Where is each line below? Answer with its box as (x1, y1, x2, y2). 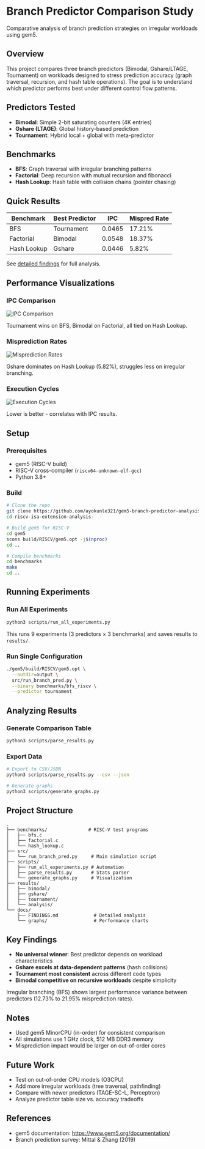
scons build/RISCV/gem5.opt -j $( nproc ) (6, 536, 108, 542)
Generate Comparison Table (6, 723, 92, 732)
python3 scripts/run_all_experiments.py (6, 619, 111, 625)
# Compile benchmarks (6, 553, 62, 559)
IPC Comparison (6, 296, 56, 305)
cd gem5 (6, 530, 26, 536)
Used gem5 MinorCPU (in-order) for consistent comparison (15, 1029, 165, 1036)
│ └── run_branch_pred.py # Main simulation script (6, 854, 157, 860)
